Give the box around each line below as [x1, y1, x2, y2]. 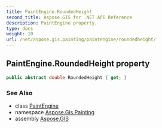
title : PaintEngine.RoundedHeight [6, 8, 93, 15]
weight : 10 [6, 31, 33, 37]
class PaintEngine [14, 102, 59, 109]
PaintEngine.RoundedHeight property [6, 59, 150, 69]
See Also [6, 89, 33, 97]
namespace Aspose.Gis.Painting [14, 108, 94, 115]
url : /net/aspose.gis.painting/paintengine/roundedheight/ [6, 36, 157, 42]
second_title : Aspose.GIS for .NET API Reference [6, 14, 133, 20]
